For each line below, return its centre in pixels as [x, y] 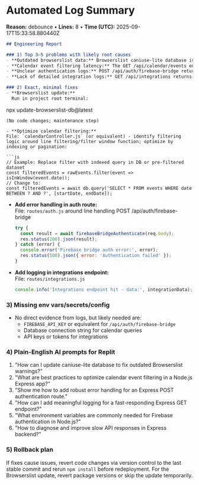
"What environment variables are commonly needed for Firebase [94, 416]
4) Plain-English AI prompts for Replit [61, 352]
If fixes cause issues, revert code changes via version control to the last [94, 462]
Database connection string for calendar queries [83, 331]
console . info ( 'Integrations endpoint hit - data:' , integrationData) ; [104, 289]
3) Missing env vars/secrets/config [58, 305]
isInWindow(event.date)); [38, 178]
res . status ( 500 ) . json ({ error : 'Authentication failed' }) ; [96, 256]
